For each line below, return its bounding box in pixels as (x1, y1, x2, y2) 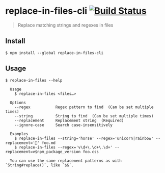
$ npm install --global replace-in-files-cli (5, 50, 103, 56)
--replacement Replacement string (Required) (14, 118, 124, 123)
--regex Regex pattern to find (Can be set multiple (14, 105, 154, 110)
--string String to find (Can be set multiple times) (14, 113, 154, 118)
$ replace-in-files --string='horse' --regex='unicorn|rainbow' (14, 136, 154, 141)
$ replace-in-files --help (5, 78, 63, 83)
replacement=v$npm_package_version (5, 149, 81, 154)
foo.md (41, 140, 56, 145)
